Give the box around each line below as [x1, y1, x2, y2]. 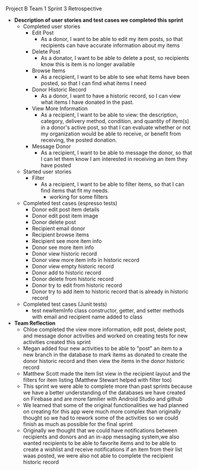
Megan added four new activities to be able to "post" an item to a [23, 345, 183, 352]
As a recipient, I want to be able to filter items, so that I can [40, 181, 184, 188]
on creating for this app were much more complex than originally [23, 408, 181, 415]
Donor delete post [31, 219, 76, 225]
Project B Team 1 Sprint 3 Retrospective [5, 5, 103, 12]
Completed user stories [23, 23, 81, 30]
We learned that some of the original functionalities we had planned [23, 402, 189, 409]
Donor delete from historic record [31, 276, 114, 282]
